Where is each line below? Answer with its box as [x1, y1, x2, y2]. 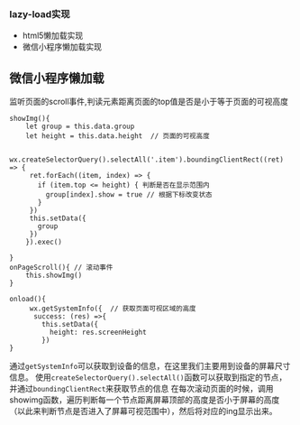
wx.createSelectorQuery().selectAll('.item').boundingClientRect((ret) [9, 155, 284, 164]
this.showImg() [25, 271, 83, 281]
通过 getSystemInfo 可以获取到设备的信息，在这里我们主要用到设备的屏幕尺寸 [9, 361, 291, 372]
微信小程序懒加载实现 [22, 42, 102, 52]
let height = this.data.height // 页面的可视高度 [25, 132, 210, 141]
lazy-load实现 [9, 7, 70, 20]
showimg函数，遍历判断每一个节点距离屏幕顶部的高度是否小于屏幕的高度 [9, 394, 280, 405]
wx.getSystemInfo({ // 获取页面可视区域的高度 [29, 304, 196, 313]
